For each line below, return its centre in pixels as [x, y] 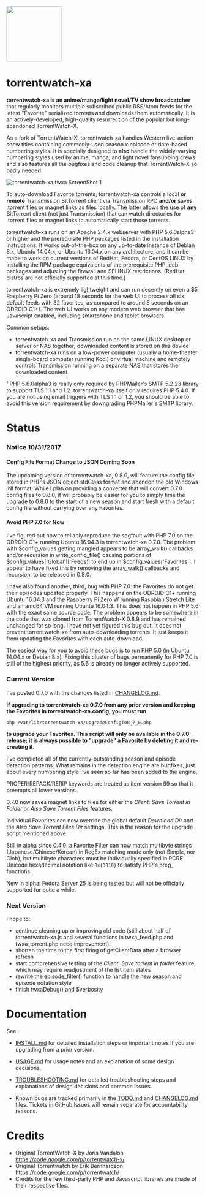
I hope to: [18, 919]
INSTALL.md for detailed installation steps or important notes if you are [105, 1043]
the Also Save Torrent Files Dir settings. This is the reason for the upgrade [100, 827]
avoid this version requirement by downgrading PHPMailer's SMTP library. [100, 403]
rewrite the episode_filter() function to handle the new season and [99, 976]
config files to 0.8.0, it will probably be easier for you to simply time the [96, 495]
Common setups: [28, 327]
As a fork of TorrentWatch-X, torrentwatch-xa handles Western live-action [100, 138]
